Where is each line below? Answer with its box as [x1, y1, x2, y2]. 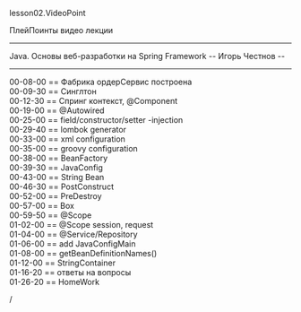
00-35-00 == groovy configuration [9, 143, 139, 153]
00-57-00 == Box [9, 201, 74, 211]
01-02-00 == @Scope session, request [9, 220, 154, 230]
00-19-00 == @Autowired [9, 105, 105, 116]
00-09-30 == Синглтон [9, 86, 97, 97]
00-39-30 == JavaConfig [9, 162, 103, 173]
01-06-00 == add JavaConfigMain [9, 238, 136, 249]
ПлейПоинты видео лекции [9, 25, 114, 35]
